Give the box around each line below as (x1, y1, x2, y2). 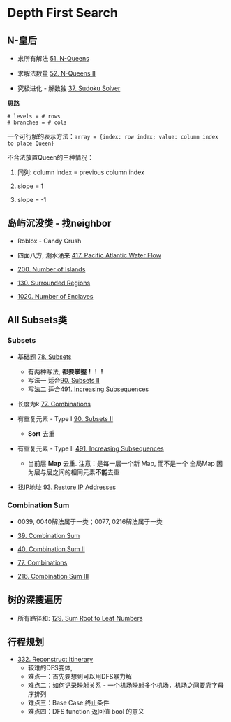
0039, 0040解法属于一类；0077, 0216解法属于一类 (17, 517, 163, 525)
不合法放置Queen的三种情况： (7, 153, 94, 162)
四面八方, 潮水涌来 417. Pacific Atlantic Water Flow (17, 250, 162, 260)
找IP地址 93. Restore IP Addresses (17, 483, 117, 491)
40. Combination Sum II (17, 544, 85, 553)
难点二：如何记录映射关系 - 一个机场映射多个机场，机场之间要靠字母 (27, 681, 224, 690)
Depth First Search (7, 5, 119, 21)
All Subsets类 (7, 314, 68, 326)
